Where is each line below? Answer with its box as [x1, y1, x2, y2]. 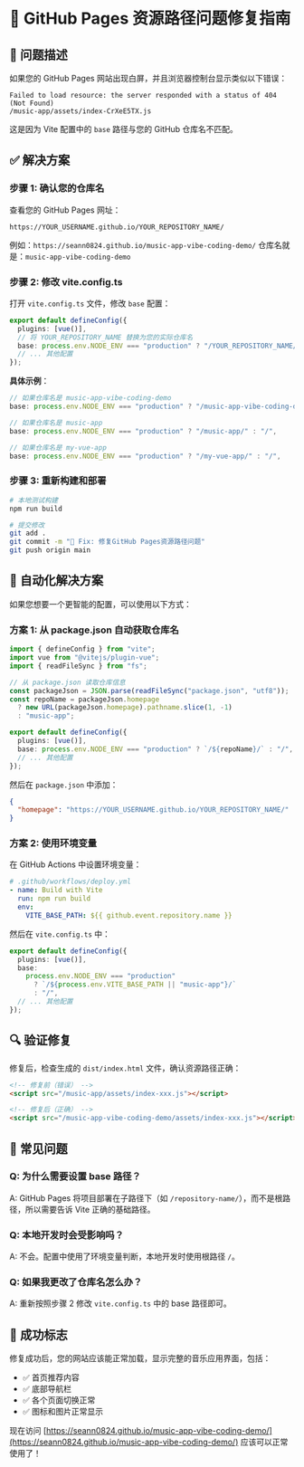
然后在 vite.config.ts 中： [9, 929, 111, 939]
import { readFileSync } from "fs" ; [9, 662, 147, 671]
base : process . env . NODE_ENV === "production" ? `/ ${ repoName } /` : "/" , [17, 744, 294, 754]
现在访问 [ [9, 1425, 47, 1436]
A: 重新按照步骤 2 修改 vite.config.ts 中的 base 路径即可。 [9, 1298, 233, 1309]
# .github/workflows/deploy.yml [9, 877, 131, 887]
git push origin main [9, 546, 91, 555]
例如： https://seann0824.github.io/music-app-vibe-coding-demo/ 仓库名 [9, 239, 282, 250]
